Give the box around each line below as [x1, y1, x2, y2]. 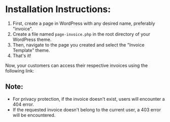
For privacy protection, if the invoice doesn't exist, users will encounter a [12, 96, 165, 102]
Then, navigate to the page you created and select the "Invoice [12, 42, 145, 48]
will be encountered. [12, 112, 56, 118]
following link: [5, 67, 35, 74]
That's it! [12, 52, 31, 59]
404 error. [12, 101, 35, 107]
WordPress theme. [12, 36, 52, 43]
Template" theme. [12, 47, 50, 53]
